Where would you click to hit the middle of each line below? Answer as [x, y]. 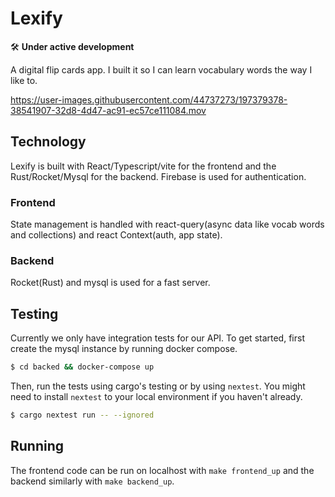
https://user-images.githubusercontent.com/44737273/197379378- [149, 99]
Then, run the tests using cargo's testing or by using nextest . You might [158, 386]
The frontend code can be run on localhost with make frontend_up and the [162, 470]
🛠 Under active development [72, 46]
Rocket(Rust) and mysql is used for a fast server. [110, 283]
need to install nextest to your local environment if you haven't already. [156, 397]
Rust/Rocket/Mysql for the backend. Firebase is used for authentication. [158, 176]
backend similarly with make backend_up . [92, 481]
